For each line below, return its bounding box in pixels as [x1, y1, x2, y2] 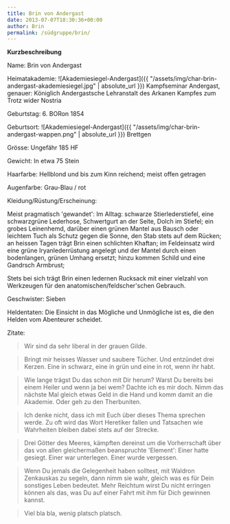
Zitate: [7, 329, 25, 337]
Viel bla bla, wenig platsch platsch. [23, 509, 122, 518]
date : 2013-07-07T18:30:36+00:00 [7, 16, 103, 23]
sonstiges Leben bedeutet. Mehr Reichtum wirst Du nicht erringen [23, 481, 211, 490]
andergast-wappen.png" [7, 130, 77, 139]
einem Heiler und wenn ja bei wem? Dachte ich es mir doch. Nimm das [23, 383, 224, 392]
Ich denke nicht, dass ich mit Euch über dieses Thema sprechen [23, 411, 206, 419]
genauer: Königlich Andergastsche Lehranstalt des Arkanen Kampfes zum [7, 89, 216, 97]
